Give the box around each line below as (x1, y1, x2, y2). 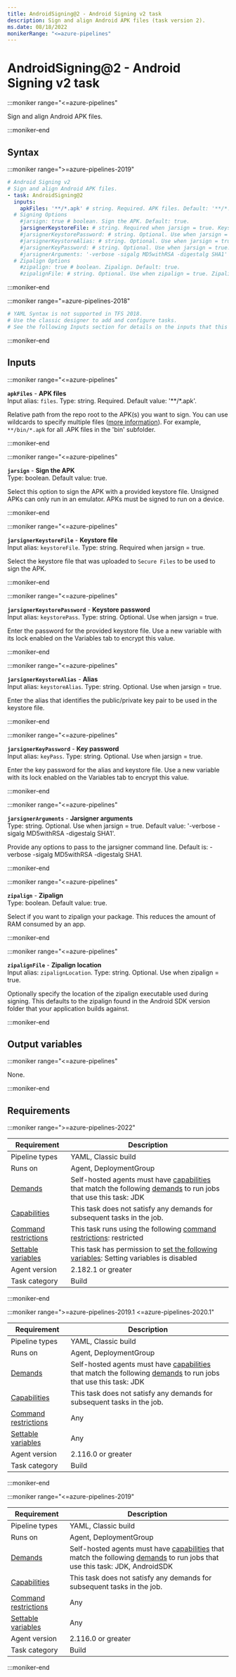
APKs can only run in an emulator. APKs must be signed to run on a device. (7, 495, 225, 503)
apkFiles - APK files (7, 389, 67, 397)
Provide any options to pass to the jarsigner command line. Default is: (7, 843, 209, 851)
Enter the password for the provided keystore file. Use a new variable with (7, 626, 222, 635)
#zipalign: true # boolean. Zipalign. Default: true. (20, 264, 181, 271)
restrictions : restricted (70, 1233, 144, 1243)
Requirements (7, 1104, 70, 1117)
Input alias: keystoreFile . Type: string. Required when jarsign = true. (7, 543, 206, 552)
